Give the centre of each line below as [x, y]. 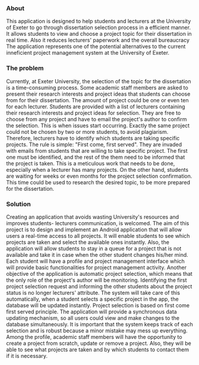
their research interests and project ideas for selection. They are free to [94, 113]
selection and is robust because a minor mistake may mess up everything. [97, 331]
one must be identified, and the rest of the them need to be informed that [96, 157]
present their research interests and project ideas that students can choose [98, 94]
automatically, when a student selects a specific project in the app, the [93, 299]
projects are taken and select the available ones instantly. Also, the [88, 242]
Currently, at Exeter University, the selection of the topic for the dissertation [99, 81]
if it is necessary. [27, 355]
